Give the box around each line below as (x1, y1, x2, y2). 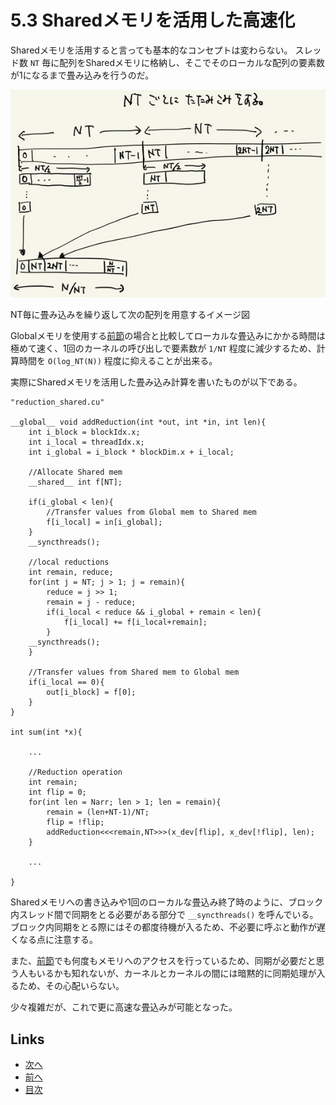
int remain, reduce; (28, 567, 114, 578)
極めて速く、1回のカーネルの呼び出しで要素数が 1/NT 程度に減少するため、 (10, 342, 317, 355)
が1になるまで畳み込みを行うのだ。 (10, 69, 155, 81)
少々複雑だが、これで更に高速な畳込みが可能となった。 (10, 1001, 238, 1013)
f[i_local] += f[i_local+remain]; (63, 617, 208, 628)
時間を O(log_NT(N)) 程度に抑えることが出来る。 (18, 355, 218, 367)
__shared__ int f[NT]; (28, 477, 123, 488)
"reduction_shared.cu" (10, 397, 105, 408)
